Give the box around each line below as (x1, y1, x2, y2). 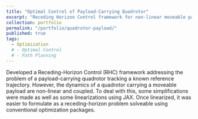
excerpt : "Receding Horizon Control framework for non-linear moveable (6, 14, 186, 20)
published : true (6, 31, 46, 37)
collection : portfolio (6, 19, 62, 25)
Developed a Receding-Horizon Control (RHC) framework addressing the (6, 68, 184, 75)
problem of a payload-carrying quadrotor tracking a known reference (6, 75, 174, 82)
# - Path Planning (11, 52, 57, 58)
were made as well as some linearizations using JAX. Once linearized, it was (6, 94, 192, 101)
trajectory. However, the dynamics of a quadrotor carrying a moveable (6, 81, 177, 88)
